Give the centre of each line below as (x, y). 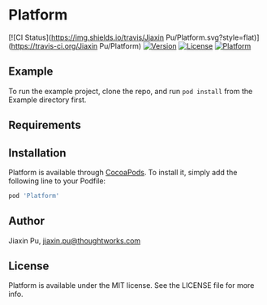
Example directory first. (47, 100)
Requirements (45, 125)
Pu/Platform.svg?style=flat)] (213, 37)
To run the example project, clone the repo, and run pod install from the (131, 91)
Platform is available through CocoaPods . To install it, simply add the (123, 172)
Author (26, 221)
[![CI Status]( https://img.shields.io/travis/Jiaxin (86, 37)
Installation (37, 153)
